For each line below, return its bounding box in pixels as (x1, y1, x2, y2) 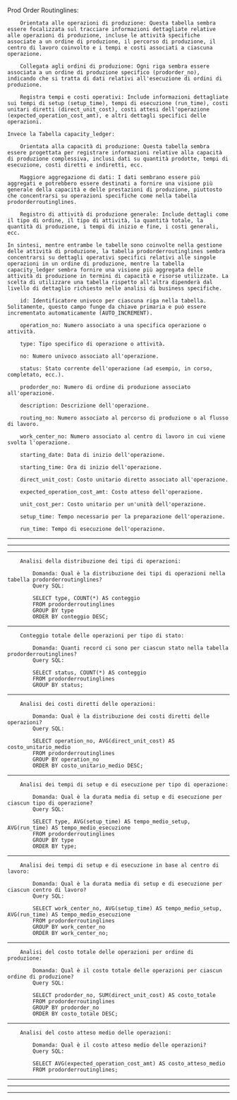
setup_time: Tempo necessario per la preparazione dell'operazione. (20, 513, 226, 520)
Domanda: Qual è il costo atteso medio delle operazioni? (32, 1041, 207, 1049)
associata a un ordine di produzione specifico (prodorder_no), (7, 69, 200, 76)
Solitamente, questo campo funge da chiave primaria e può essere (7, 303, 207, 310)
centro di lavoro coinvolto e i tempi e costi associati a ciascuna (7, 44, 213, 51)
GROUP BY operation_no (32, 756, 99, 763)
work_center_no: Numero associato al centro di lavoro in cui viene (20, 433, 226, 440)
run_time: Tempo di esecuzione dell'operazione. (20, 525, 166, 532)
